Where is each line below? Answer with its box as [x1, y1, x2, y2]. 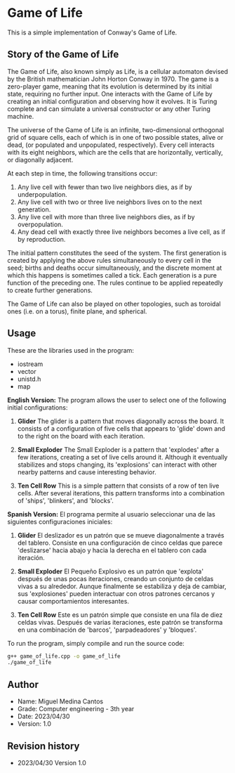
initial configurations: [7, 403, 68, 412]
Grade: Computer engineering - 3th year [17, 705, 135, 713]
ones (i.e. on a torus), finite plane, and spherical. [7, 307, 147, 316]
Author [7, 678, 39, 690]
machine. [7, 112, 34, 120]
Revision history [7, 740, 80, 752]
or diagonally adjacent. [7, 155, 74, 164]
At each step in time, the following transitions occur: [7, 169, 158, 177]
